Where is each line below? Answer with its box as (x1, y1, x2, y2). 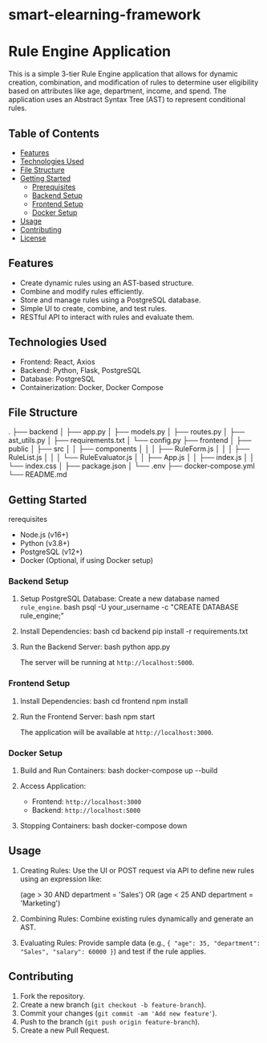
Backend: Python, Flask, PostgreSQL (19, 365, 142, 375)
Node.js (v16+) (19, 530, 69, 540)
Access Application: (19, 782, 87, 791)
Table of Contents (8, 126, 100, 140)
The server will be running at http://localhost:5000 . (19, 658, 195, 667)
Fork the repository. (19, 991, 86, 1000)
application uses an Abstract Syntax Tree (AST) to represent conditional (8, 95, 246, 105)
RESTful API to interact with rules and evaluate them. (19, 312, 195, 322)
